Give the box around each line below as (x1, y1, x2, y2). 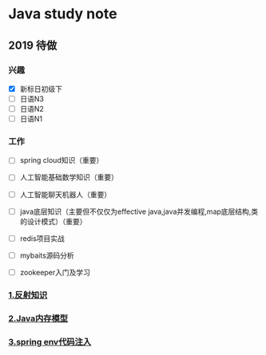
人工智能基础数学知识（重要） (19, 172, 118, 182)
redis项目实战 (19, 233, 66, 243)
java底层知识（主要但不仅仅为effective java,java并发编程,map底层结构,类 (19, 207, 259, 216)
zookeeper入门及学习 (19, 267, 90, 277)
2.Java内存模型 (8, 313, 69, 324)
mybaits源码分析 (19, 250, 74, 260)
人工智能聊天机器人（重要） (19, 189, 112, 199)
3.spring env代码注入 (8, 336, 92, 347)
